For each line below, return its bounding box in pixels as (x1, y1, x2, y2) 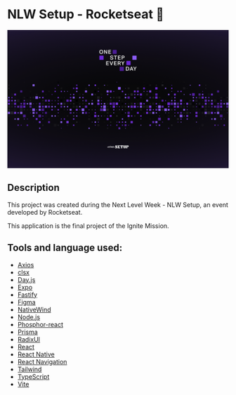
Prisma (17, 328, 39, 336)
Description (7, 182, 60, 194)
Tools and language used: (7, 242, 123, 254)
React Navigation (17, 357, 67, 366)
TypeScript (17, 372, 50, 381)
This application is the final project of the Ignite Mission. (7, 221, 170, 230)
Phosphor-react (17, 320, 63, 328)
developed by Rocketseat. (7, 208, 83, 216)
